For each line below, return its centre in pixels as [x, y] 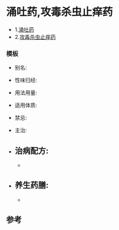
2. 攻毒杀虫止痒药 [35, 37]
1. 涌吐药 [24, 29]
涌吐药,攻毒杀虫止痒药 [59, 12]
